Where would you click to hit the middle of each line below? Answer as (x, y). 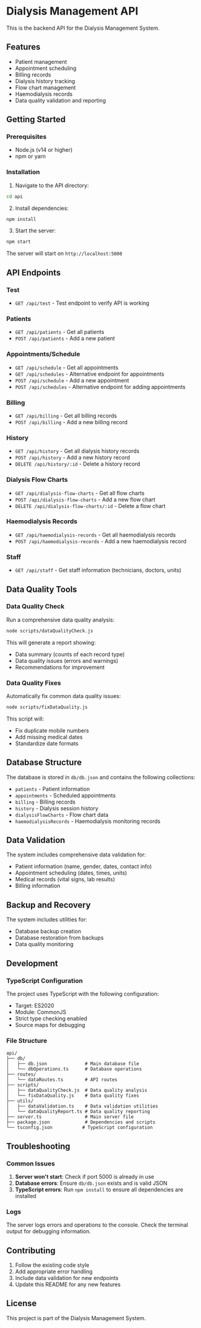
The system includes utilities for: (47, 920)
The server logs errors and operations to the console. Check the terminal (97, 1225)
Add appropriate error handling (54, 1272)
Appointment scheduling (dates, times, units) (71, 873)
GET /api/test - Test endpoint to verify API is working (82, 303)
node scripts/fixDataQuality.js (47, 707)
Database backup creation (48, 931)
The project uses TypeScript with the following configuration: (83, 994)
